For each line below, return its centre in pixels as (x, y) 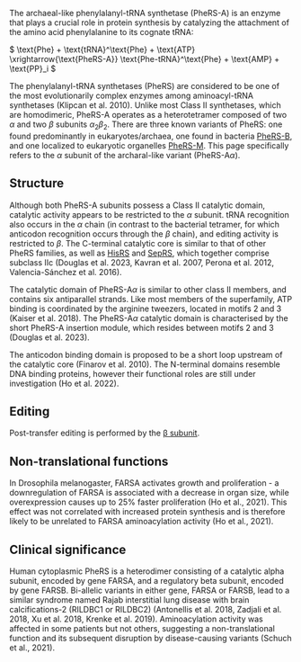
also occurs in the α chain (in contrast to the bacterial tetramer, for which (145, 224)
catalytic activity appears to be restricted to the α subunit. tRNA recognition (149, 214)
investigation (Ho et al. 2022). (64, 383)
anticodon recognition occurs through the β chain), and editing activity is (144, 234)
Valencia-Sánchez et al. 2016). (66, 272)
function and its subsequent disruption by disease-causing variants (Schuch (150, 639)
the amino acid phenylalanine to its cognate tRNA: (102, 32)
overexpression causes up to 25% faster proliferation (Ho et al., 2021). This (148, 502)
